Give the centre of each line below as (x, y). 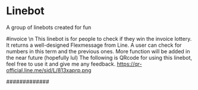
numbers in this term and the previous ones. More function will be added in (98, 51)
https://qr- (129, 64)
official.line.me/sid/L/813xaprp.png (49, 70)
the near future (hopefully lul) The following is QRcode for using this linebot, (99, 57)
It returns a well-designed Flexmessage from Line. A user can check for (94, 45)
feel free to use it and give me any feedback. (61, 64)
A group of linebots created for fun (49, 27)
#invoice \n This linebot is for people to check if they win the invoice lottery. (99, 38)
